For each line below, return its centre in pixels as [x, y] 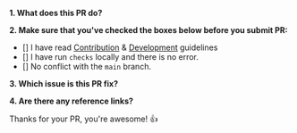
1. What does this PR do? [56, 13]
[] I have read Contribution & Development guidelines [120, 47]
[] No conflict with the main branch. [87, 66]
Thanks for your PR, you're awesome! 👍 [84, 119]
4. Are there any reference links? [72, 101]
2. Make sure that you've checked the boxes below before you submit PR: [148, 30]
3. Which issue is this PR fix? [64, 83]
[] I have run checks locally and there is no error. [110, 57]
